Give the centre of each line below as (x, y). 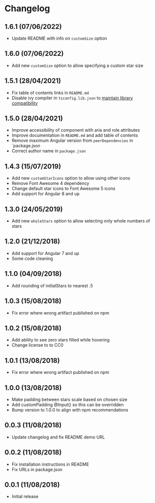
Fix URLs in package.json (37, 469)
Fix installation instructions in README (50, 464)
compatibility (25, 103)
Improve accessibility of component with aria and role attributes (76, 130)
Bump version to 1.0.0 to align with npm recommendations (70, 410)
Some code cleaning (32, 258)
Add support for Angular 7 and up (45, 253)
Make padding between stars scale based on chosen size (69, 399)
